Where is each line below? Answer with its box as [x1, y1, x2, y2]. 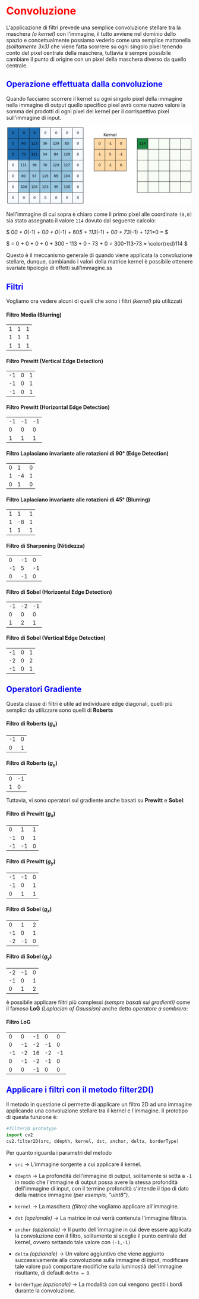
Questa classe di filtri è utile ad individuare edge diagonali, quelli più [6, 700, 173, 707]
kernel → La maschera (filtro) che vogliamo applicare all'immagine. [14, 1202, 179, 1210]
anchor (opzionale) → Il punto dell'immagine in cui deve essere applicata [14, 1226, 192, 1233]
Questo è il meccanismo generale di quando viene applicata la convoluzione [6, 252, 193, 259]
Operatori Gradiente [6, 684, 82, 695]
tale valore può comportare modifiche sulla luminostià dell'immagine [14, 1263, 182, 1270]
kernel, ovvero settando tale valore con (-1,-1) [14, 1238, 131, 1245]
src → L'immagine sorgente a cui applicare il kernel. [14, 1161, 141, 1168]
